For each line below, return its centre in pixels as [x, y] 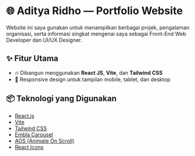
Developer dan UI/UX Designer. [44, 40]
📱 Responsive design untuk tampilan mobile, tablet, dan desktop [92, 79]
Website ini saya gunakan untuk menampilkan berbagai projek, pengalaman [98, 27]
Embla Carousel [34, 134]
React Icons [29, 147]
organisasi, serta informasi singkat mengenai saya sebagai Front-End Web [96, 34]
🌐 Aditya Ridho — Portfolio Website [95, 11]
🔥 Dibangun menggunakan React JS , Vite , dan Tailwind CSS [89, 72]
